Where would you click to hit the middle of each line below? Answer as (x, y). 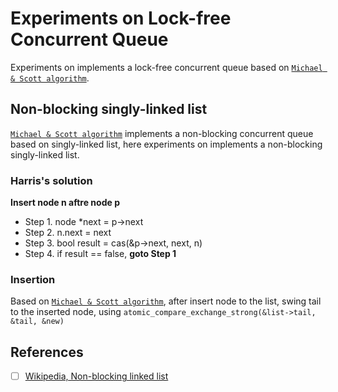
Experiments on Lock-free (121, 18)
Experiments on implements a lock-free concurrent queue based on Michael (166, 67)
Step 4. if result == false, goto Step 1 (100, 254)
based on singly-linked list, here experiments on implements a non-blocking (166, 144)
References (47, 352)
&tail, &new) (37, 322)
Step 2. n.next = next (68, 233)
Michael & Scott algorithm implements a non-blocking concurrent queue (162, 133)
